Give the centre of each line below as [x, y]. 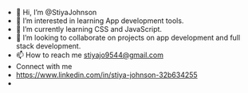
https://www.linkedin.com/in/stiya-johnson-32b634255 [106, 75]
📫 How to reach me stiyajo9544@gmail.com [89, 55]
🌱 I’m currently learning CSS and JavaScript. [89, 29]
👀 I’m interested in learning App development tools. [100, 21]
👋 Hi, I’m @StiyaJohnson [56, 12]
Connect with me [44, 66]
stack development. [48, 46]
